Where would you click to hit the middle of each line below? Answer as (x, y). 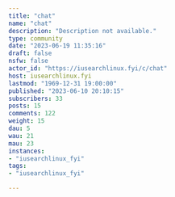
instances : (27, 151)
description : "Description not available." (83, 31)
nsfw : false (28, 61)
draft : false (30, 53)
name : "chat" (30, 23)
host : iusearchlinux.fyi (50, 76)
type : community (35, 38)
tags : (17, 166)
